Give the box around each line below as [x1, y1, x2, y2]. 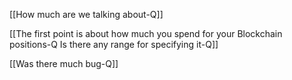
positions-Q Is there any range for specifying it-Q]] [9, 39, 219, 50]
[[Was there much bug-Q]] [9, 58, 119, 69]
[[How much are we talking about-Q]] [9, 9, 164, 20]
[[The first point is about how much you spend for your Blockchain [9, 28, 283, 39]
